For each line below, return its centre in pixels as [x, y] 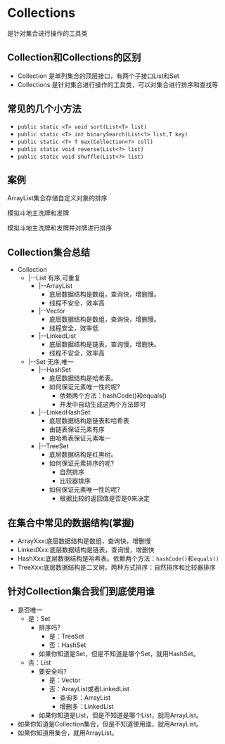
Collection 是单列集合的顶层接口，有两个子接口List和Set [98, 76]
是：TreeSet [66, 636]
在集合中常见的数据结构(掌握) [71, 522]
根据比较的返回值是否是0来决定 [104, 498]
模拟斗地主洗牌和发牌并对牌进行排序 [60, 228]
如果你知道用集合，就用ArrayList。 [67, 733]
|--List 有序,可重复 [54, 278]
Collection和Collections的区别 [74, 58]
